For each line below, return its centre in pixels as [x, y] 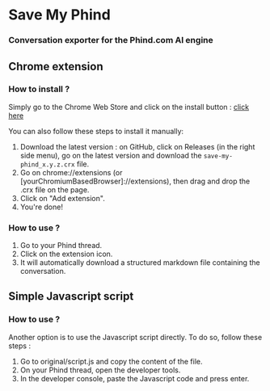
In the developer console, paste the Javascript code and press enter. [135, 378]
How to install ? [39, 89]
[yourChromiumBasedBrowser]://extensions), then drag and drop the [135, 181]
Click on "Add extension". [62, 198]
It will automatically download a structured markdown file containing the [140, 263]
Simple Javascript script [71, 296]
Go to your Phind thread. [61, 246]
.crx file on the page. [55, 189]
